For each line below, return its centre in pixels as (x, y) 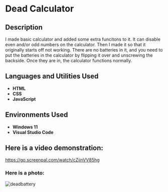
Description (24, 27)
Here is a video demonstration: (54, 148)
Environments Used (37, 115)
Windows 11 (25, 127)
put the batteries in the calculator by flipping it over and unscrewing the (79, 55)
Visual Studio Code (33, 132)
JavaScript (24, 99)
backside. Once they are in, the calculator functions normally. (69, 60)
